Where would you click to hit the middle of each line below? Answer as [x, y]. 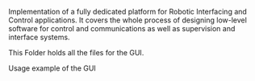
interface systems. [39, 37]
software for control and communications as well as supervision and [122, 28]
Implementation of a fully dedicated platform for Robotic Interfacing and [128, 12]
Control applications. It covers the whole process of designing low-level [128, 20]
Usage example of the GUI [52, 68]
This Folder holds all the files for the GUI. [76, 53]
